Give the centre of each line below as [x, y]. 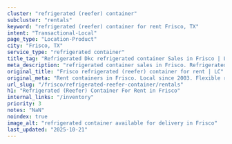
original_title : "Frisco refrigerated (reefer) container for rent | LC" [116, 71]
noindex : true [28, 116]
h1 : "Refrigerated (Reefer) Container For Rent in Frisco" [94, 91]
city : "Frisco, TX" [35, 46]
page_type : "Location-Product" [52, 39]
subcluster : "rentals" [40, 20]
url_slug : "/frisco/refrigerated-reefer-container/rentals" [96, 84]
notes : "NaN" [26, 110]
